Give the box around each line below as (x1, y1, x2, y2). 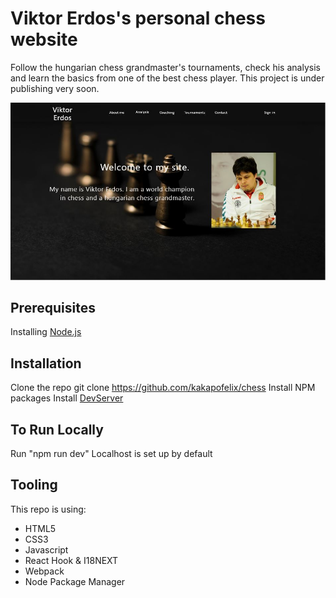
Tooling (10, 477, 58, 494)
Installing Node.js (10, 326, 82, 338)
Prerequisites (10, 299, 96, 316)
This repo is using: (10, 503, 87, 515)
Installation (10, 355, 82, 372)
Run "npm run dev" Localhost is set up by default (10, 447, 213, 459)
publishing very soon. (10, 82, 100, 94)
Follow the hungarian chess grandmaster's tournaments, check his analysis (10, 61, 321, 73)
